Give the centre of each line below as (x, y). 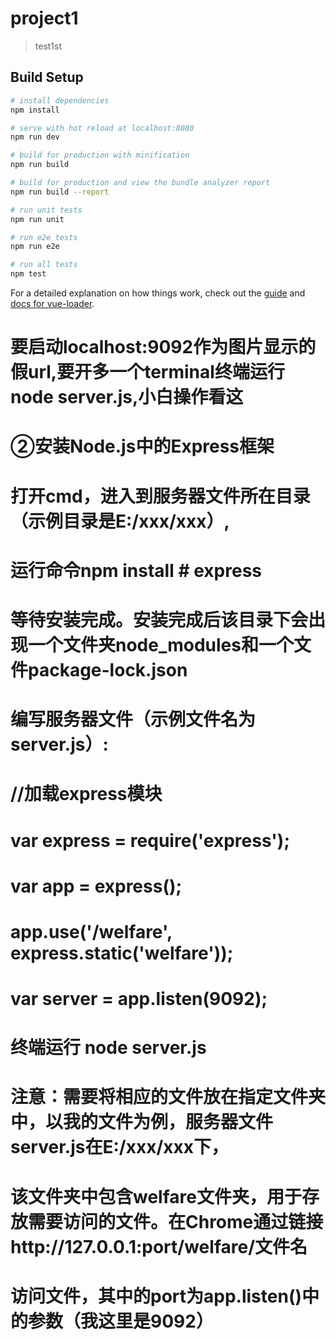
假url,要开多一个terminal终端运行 (147, 372)
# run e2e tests (44, 237)
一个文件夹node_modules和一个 (161, 644)
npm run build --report (60, 192)
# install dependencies (60, 100)
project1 (44, 18)
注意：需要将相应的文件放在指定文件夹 (168, 1097)
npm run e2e (35, 247)
